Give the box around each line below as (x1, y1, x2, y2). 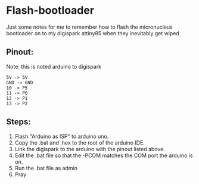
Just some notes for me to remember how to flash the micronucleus (6, 23, 173, 30)
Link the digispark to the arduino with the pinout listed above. (14, 145, 166, 152)
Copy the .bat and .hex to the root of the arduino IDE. (14, 139, 145, 146)
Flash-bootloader (6, 4, 94, 17)
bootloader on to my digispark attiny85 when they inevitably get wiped (6, 29, 180, 36)
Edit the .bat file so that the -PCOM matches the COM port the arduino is (14, 152, 193, 159)
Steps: (6, 117, 31, 127)
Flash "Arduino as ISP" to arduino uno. (14, 133, 109, 140)
